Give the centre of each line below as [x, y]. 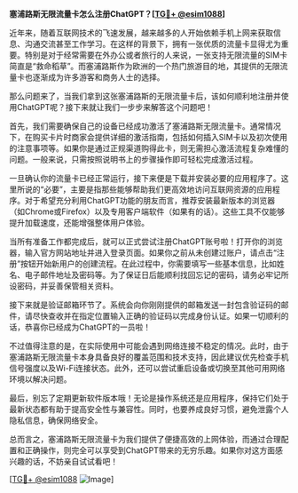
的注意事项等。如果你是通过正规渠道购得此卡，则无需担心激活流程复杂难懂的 [149, 148]
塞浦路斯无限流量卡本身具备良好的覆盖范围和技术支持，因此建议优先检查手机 [149, 357]
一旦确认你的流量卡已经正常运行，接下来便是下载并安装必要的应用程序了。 [145, 178]
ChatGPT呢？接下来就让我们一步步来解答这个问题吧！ [115, 107]
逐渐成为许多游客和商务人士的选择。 [98, 77]
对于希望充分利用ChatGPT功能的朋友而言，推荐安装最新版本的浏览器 [150, 200]
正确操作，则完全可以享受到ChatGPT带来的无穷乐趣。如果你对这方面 [150, 450]
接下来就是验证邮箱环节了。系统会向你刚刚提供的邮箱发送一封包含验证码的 [145, 305]
